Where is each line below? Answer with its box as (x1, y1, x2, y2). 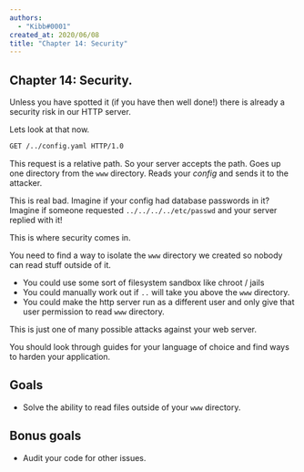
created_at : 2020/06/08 (9, 30, 100, 39)
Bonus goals (9, 428, 82, 444)
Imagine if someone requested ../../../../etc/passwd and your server (9, 204, 278, 215)
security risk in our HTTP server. (9, 107, 132, 118)
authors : (9, 13, 43, 23)
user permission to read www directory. (22, 306, 166, 317)
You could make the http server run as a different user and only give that (22, 296, 295, 307)
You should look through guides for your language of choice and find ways (9, 341, 289, 352)
